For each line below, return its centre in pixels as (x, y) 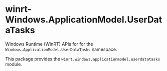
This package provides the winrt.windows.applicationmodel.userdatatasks (83, 59)
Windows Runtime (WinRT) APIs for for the (49, 44)
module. (14, 64)
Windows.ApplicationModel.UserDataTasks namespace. (61, 49)
